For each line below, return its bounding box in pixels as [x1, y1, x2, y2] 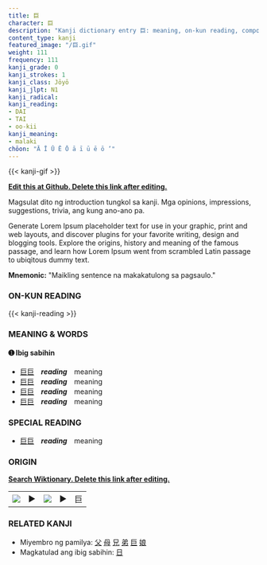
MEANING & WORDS [8, 328, 89, 339]
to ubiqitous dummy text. [8, 255, 90, 265]
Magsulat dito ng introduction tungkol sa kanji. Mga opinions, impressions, [8, 197, 252, 207]
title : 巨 [8, 11, 40, 20]
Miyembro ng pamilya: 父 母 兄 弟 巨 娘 [19, 537, 147, 547]
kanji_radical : [8, 93, 59, 101]
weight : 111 [8, 49, 48, 56]
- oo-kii [8, 123, 37, 131]
